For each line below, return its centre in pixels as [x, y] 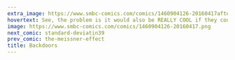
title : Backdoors [33, 46]
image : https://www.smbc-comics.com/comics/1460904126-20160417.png [109, 26]
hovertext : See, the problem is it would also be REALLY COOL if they [112, 20]
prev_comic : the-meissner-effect [56, 39]
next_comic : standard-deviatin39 [56, 33]
